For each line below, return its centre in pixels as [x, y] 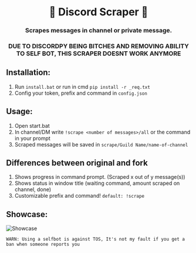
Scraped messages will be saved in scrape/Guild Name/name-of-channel [101, 144]
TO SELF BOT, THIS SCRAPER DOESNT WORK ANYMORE [99, 54]
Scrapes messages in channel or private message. [99, 31]
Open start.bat [32, 125]
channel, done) [33, 189]
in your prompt [33, 138]
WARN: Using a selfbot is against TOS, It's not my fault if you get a [95, 239]
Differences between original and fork [77, 163]
